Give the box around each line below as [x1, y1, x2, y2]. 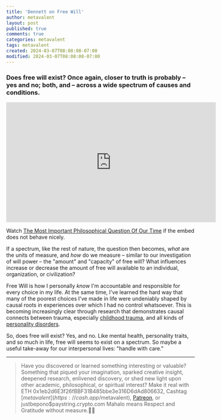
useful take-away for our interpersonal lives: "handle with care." [6, 344, 164, 352]
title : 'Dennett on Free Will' [6, 8, 84, 15]
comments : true [6, 31, 44, 37]
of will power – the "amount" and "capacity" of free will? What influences [6, 257, 187, 265]
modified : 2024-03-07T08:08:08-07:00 [6, 53, 101, 59]
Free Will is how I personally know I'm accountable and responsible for [6, 282, 181, 289]
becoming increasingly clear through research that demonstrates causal [6, 307, 184, 315]
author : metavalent [6, 14, 55, 20]
